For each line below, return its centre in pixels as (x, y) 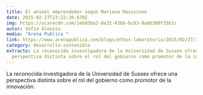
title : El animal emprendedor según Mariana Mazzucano (77, 12)
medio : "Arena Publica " (37, 34)
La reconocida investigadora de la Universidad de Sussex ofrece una (92, 73)
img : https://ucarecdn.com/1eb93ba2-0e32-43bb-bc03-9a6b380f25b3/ (92, 23)
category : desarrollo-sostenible (48, 46)
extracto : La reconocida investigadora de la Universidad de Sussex (94, 51)
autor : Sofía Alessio (34, 29)
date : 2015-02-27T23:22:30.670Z (47, 17)
